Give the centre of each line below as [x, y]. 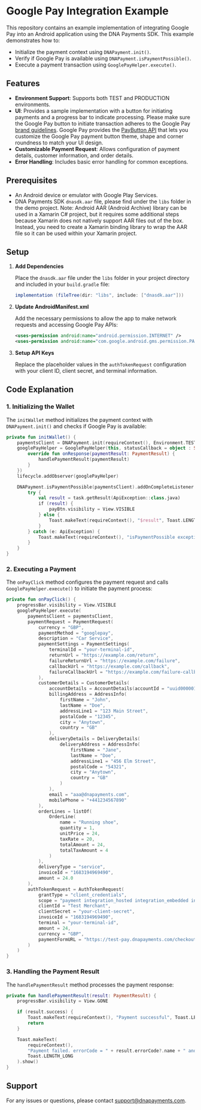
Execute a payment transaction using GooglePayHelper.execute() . [95, 65]
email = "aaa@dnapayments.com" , [89, 794]
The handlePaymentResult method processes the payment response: [90, 985]
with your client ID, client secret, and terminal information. [86, 371]
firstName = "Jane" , [96, 750]
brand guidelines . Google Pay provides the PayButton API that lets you [101, 129]
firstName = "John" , [85, 700]
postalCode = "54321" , [99, 767]
